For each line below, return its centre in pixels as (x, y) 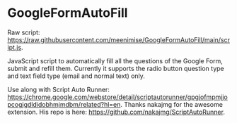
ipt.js (15, 47)
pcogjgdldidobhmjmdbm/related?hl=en (64, 104)
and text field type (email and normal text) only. (76, 76)
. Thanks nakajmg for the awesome (171, 104)
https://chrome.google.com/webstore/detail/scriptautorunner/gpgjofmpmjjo (117, 97)
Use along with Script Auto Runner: (58, 89)
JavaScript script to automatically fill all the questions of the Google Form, (115, 60)
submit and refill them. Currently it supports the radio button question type (116, 68)
